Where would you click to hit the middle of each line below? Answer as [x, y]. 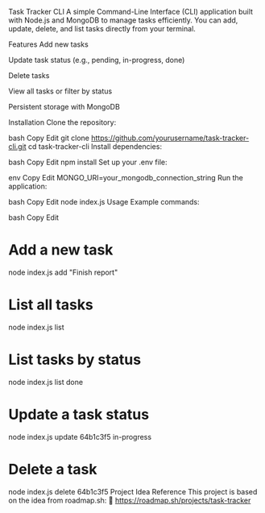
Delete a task [53, 469]
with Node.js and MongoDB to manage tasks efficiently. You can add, [123, 20]
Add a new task [61, 250]
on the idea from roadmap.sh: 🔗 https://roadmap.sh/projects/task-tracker [130, 500]
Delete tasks [29, 75]
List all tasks [51, 305]
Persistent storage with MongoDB [64, 107]
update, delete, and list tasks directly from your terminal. [102, 29]
